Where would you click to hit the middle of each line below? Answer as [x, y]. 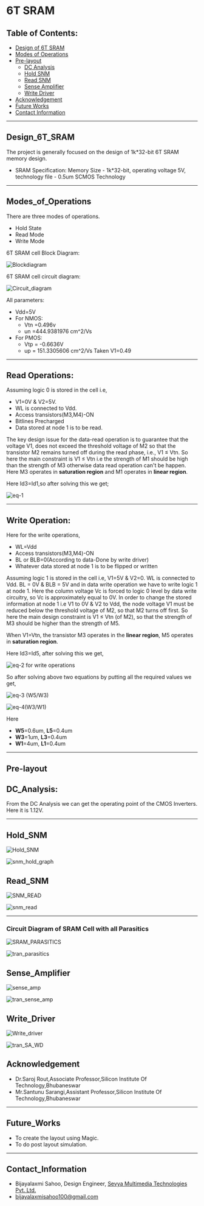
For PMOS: [29, 337]
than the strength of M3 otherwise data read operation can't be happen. [96, 465]
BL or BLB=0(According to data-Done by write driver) [82, 560]
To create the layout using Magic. [57, 1138]
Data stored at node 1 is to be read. [59, 428]
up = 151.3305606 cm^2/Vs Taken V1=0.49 [78, 350]
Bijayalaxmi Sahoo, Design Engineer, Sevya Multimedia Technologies [101, 1184]
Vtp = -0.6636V [44, 344]
